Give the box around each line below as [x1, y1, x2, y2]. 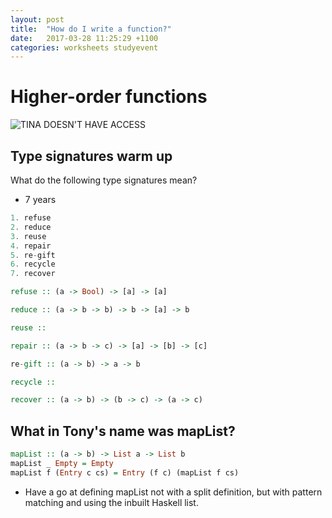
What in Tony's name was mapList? [10, 422, 236, 440]
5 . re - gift [10, 250, 56, 260]
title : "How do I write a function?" [10, 24, 172, 34]
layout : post [10, 14, 65, 25]
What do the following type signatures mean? [10, 174, 198, 186]
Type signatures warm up [10, 147, 173, 165]
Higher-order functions [10, 86, 208, 108]
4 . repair [10, 241, 52, 251]
